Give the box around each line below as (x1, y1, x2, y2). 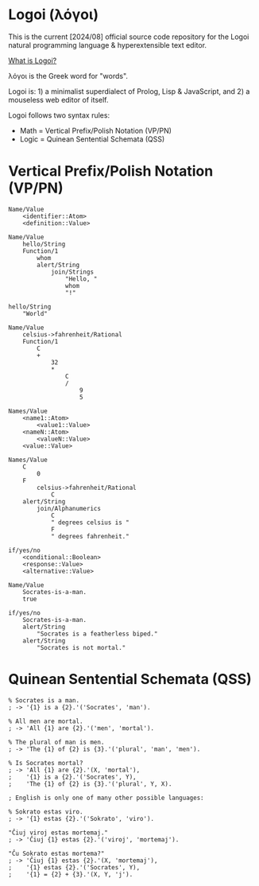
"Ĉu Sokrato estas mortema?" (8, 849, 105, 857)
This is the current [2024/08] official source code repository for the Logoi (8, 32, 249, 41)
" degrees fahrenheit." (50, 532, 129, 540)
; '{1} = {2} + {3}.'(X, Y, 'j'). (8, 870, 133, 878)
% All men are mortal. (8, 717, 83, 725)
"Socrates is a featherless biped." (37, 630, 158, 638)
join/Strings (50, 268, 94, 276)
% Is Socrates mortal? (8, 759, 83, 767)
